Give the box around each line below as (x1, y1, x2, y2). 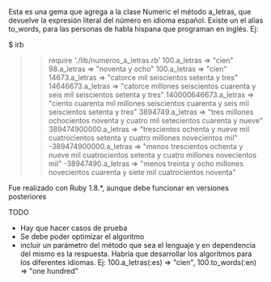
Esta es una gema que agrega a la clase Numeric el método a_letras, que (8, 7, 252, 16)
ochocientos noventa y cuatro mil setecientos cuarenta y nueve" (48, 116, 263, 125)
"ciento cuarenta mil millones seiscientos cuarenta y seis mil (48, 99, 249, 108)
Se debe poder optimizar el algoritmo (19, 232, 145, 241)
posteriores (8, 192, 47, 201)
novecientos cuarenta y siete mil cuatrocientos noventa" (48, 168, 236, 177)
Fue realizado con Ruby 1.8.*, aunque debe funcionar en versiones (8, 183, 229, 193)
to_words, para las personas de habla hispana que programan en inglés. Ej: (8, 24, 259, 33)
